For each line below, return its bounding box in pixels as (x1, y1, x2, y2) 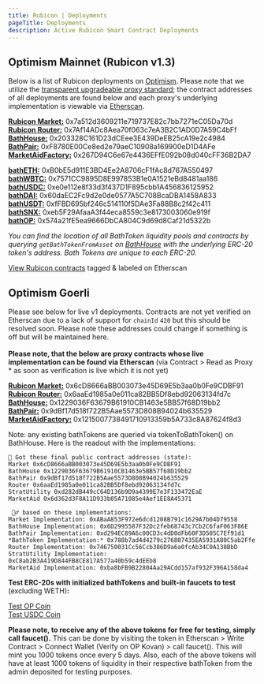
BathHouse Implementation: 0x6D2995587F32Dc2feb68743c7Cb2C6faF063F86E (8, 522, 248, 530)
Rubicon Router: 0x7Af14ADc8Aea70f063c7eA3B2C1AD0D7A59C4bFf (8, 125, 237, 135)
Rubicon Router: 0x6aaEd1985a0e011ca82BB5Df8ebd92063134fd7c (8, 390, 232, 398)
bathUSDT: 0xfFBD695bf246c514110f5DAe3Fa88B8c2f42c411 (8, 199, 211, 209)
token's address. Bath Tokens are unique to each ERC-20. (8, 248, 197, 257)
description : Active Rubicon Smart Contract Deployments (8, 26, 199, 34)
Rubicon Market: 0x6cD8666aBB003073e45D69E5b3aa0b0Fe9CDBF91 (8, 381, 244, 391)
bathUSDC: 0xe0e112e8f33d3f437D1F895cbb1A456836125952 (8, 182, 214, 192)
